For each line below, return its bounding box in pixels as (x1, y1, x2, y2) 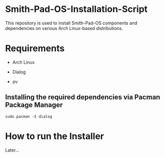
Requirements (5, 43, 65, 54)
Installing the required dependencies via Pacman (5, 93, 161, 102)
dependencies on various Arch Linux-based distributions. (5, 25, 123, 31)
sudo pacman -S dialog (5, 114, 52, 119)
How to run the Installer (5, 131, 104, 142)
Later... (5, 147, 19, 153)
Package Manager (5, 101, 63, 109)
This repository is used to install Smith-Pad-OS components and (5, 20, 138, 26)
